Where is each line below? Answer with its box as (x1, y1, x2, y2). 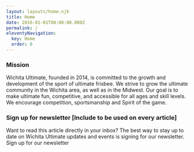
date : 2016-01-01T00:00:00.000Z (6, 19, 85, 25)
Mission (6, 60, 29, 69)
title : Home (6, 14, 35, 20)
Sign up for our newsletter (6, 139, 69, 147)
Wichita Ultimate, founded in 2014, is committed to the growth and (6, 74, 166, 81)
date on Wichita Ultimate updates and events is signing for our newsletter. (6, 133, 185, 140)
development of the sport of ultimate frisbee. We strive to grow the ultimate (6, 80, 189, 87)
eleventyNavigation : (6, 31, 57, 36)
